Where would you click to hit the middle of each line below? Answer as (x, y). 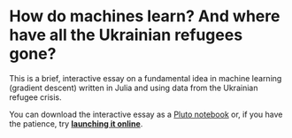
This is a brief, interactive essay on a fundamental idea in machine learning (146, 78)
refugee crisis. (35, 97)
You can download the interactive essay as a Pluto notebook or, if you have (146, 114)
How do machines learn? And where (145, 16)
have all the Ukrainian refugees (126, 35)
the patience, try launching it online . (76, 123)
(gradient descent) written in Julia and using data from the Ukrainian (134, 88)
